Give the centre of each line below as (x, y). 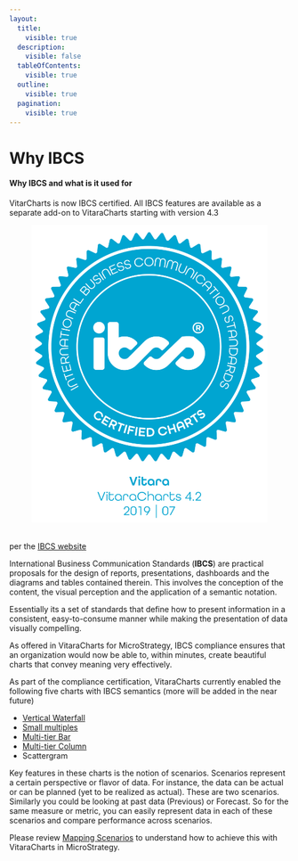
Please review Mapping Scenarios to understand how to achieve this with (144, 837)
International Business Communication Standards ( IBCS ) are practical (137, 563)
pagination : (40, 103)
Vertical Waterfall (54, 717)
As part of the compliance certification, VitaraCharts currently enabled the (145, 681)
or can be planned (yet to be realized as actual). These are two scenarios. (145, 791)
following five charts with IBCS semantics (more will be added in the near (143, 691)
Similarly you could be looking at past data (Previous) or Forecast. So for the (149, 801)
